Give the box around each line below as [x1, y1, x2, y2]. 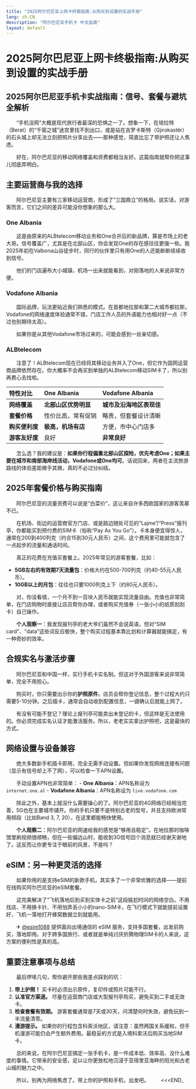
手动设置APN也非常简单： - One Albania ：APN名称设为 [16, 779, 150, 787]
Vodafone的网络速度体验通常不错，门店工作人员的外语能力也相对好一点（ [6, 311, 183, 318]
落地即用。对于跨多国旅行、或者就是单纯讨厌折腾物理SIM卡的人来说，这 [16, 931, 190, 938]
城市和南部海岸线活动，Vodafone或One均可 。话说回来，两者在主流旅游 [16, 457, 188, 464]
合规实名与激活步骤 [6, 654, 75, 664]
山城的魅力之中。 [6, 1064, 47, 1071]
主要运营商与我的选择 [6, 180, 83, 190]
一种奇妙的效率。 [6, 635, 47, 642]
